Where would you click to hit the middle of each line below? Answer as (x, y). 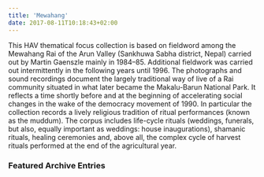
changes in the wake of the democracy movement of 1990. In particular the (130, 104)
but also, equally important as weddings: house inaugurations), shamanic (127, 129)
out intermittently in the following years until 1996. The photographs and (125, 70)
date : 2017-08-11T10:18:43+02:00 (63, 23)
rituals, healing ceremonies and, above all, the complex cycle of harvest (125, 137)
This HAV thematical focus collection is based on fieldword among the (122, 45)
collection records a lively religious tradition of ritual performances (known (129, 112)
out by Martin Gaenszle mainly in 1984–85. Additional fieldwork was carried (131, 62)
